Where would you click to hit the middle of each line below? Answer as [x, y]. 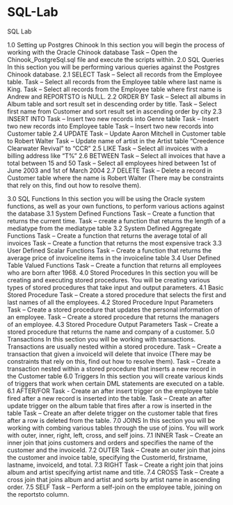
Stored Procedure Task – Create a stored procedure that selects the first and [117, 295]
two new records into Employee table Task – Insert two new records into [111, 126]
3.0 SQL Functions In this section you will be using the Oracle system [106, 198]
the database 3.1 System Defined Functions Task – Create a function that [111, 214]
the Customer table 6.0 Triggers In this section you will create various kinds [115, 376]
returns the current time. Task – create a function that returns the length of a [116, 221]
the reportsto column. [38, 494]
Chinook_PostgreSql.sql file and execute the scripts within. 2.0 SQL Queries [116, 59]
